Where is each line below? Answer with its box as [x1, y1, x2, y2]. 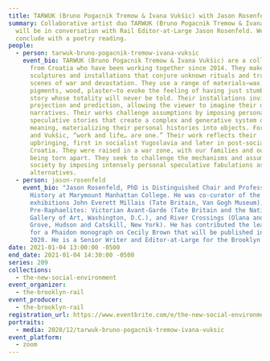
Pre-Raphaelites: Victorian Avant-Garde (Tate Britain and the [29, 206, 247, 214]
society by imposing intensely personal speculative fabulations [29, 162, 253, 170]
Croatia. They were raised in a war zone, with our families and [29, 146, 253, 154]
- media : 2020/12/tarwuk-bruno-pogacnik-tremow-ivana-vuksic [15, 326, 225, 334]
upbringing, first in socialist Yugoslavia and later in [29, 138, 225, 147]
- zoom [15, 341, 38, 349]
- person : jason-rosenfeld [15, 176, 106, 185]
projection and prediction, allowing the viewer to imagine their [29, 101, 257, 109]
